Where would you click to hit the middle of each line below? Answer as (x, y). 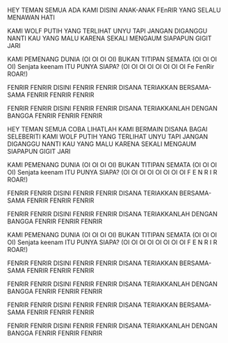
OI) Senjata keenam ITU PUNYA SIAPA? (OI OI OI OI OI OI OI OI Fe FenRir (111, 66)
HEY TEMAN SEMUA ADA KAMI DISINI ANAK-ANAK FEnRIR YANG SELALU (114, 10)
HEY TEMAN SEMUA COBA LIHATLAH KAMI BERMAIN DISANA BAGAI (107, 129)
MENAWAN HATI (31, 17)
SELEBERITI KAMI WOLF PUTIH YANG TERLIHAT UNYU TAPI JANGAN (108, 136)
